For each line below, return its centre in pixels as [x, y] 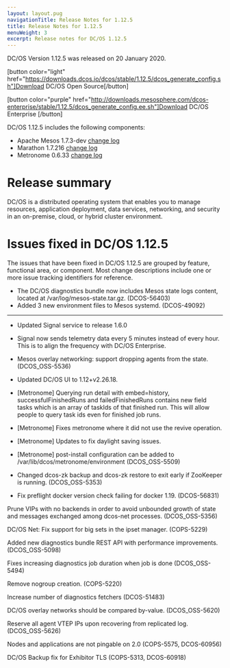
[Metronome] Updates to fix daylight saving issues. [89, 441]
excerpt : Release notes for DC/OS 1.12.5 [67, 39]
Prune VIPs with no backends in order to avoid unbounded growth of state [112, 509]
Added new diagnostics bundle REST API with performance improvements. [113, 543]
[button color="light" [36, 72]
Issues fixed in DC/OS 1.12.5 [88, 244]
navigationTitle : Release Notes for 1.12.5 [70, 20]
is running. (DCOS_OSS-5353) [60, 482]
